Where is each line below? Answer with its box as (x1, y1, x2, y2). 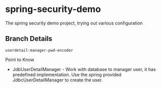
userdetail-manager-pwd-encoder (5, 47, 73, 53)
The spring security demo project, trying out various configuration (5, 20, 143, 26)
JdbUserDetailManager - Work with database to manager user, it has (12, 66, 156, 72)
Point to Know (5, 56, 34, 62)
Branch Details (5, 34, 52, 43)
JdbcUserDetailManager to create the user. (12, 76, 103, 83)
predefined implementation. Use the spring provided (12, 71, 122, 77)
